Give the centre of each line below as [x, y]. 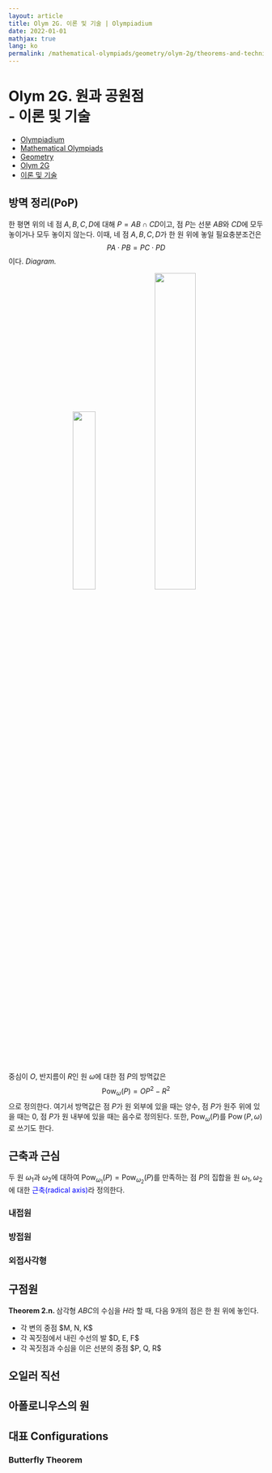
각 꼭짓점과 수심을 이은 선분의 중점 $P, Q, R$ [91, 1348]
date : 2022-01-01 [38, 31]
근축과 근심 [34, 1156]
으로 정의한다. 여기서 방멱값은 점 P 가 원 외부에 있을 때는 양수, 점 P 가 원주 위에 [130, 1106]
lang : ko [23, 46]
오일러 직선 [34, 1376]
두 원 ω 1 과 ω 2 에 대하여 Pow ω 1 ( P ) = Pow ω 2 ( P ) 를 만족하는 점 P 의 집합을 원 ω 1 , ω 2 [136, 1179]
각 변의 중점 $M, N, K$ [56, 1328]
